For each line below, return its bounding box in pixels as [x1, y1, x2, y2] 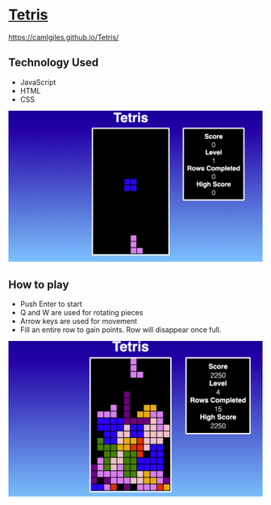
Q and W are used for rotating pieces [19, 308, 144, 318]
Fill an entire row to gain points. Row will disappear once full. [19, 325, 222, 335]
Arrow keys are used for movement [19, 317, 138, 326]
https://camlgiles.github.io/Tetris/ [8, 32, 119, 42]
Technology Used [8, 56, 99, 69]
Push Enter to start [19, 299, 82, 309]
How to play [8, 277, 69, 292]
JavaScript [19, 77, 56, 86]
